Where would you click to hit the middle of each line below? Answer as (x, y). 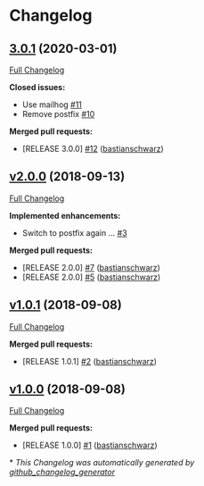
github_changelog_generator (62, 472)
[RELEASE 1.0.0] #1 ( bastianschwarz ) (90, 445)
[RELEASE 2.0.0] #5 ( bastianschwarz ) (91, 277)
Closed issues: (37, 87)
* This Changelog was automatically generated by (102, 463)
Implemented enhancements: (65, 215)
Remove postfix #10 (58, 114)
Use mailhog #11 (52, 105)
